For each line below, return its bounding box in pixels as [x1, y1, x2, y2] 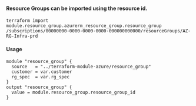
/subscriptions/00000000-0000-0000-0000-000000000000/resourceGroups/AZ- [6, 28, 191, 34]
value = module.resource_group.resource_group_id [11, 90, 135, 95]
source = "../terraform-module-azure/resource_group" [11, 64, 151, 70]
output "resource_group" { [6, 84, 72, 91]
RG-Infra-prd [6, 33, 38, 39]
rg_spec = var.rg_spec [11, 74, 69, 80]
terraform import [6, 18, 49, 24]
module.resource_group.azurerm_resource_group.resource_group [6, 23, 162, 29]
